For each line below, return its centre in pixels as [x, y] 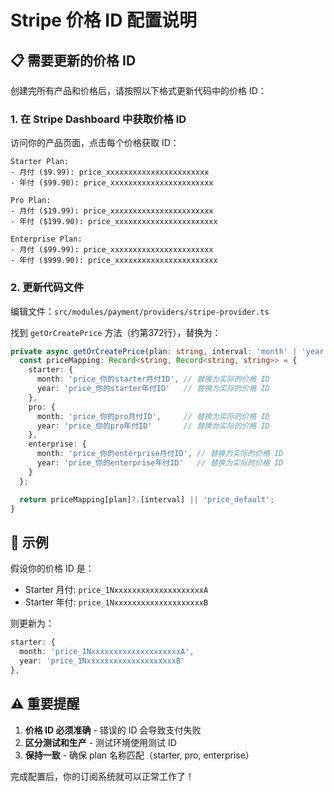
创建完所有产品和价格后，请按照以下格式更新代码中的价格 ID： [138, 90]
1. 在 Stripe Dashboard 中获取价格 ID [98, 119]
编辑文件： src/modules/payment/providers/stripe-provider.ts [140, 311]
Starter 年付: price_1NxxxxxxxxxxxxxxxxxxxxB [116, 602]
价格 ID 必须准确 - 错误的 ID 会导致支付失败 [113, 730]
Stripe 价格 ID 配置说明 [104, 20]
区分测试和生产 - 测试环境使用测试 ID [100, 742]
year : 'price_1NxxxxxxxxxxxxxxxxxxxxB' [102, 661]
